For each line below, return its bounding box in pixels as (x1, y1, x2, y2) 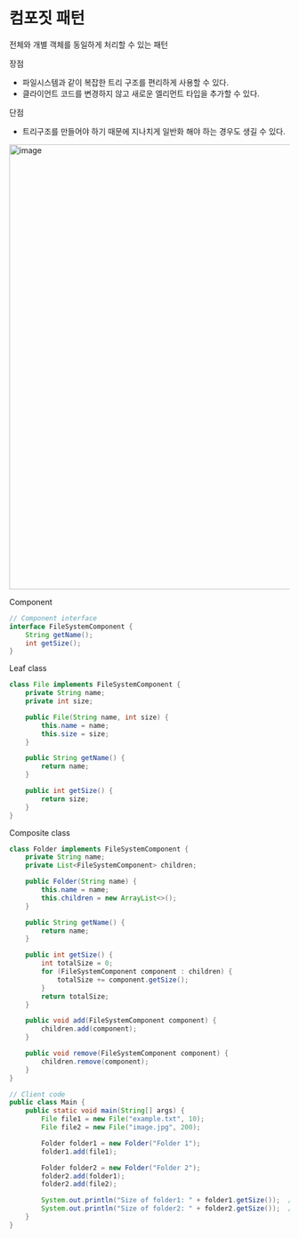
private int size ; (25, 697, 93, 706)
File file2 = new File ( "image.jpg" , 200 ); (41, 1123, 201, 1132)
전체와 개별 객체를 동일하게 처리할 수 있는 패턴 (9, 39, 169, 50)
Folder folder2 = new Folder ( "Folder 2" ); (41, 1163, 201, 1172)
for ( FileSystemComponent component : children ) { (41, 967, 233, 976)
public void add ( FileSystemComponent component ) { (25, 1016, 217, 1025)
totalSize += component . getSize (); (56, 975, 190, 984)
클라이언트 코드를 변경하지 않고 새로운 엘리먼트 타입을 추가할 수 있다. (21, 88, 260, 99)
